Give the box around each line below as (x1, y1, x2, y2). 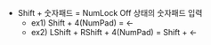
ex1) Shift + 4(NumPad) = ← (30, 18, 134, 28)
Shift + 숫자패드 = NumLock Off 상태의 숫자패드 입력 (17, 8, 203, 18)
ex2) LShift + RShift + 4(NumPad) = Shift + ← (30, 27, 198, 37)
